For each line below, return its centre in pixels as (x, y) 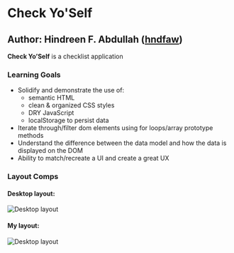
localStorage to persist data (68, 120)
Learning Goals (34, 75)
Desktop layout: (31, 193)
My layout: (23, 226)
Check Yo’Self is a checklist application (65, 56)
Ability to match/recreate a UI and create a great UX (93, 158)
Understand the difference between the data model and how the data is (122, 143)
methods (30, 136)
